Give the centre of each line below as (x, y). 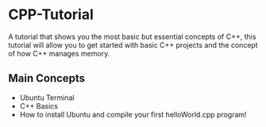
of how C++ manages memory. (59, 53)
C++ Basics (39, 106)
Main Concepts (47, 78)
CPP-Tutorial (51, 15)
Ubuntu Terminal (47, 98)
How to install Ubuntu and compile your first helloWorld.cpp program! (133, 114)
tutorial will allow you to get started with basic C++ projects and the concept (133, 44)
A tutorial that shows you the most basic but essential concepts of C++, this (132, 37)
